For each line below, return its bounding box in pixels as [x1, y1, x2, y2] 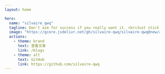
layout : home [4, 7, 32, 12]
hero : [4, 16, 16, 21]
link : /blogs [17, 48, 45, 53]
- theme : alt [13, 52, 40, 57]
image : [9, 30, 23, 35]
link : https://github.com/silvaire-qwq [17, 62, 99, 67]
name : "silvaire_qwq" [9, 21, 54, 25]
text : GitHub [17, 57, 45, 62]
